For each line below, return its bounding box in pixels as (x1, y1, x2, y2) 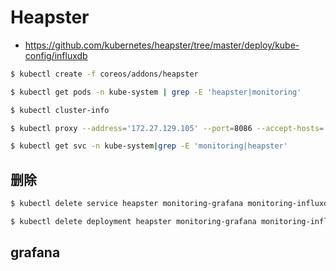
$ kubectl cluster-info (10, 105, 110, 115)
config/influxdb (24, 49, 88, 61)
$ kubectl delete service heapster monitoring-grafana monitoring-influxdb (10, 199, 333, 209)
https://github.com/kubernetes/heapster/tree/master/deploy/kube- (24, 39, 300, 51)
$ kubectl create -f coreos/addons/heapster (10, 69, 199, 79)
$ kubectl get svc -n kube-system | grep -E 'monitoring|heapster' (10, 141, 288, 151)
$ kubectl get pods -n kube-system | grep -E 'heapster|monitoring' (10, 87, 302, 97)
